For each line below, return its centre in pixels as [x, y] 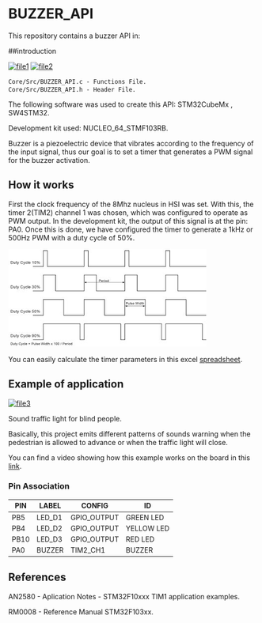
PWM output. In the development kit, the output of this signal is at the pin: [128, 221]
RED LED [140, 539]
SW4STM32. [29, 112]
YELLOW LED [148, 528]
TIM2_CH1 [87, 550]
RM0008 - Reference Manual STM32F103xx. [81, 612]
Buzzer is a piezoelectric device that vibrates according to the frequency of [131, 143]
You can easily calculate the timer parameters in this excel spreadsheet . [125, 359]
